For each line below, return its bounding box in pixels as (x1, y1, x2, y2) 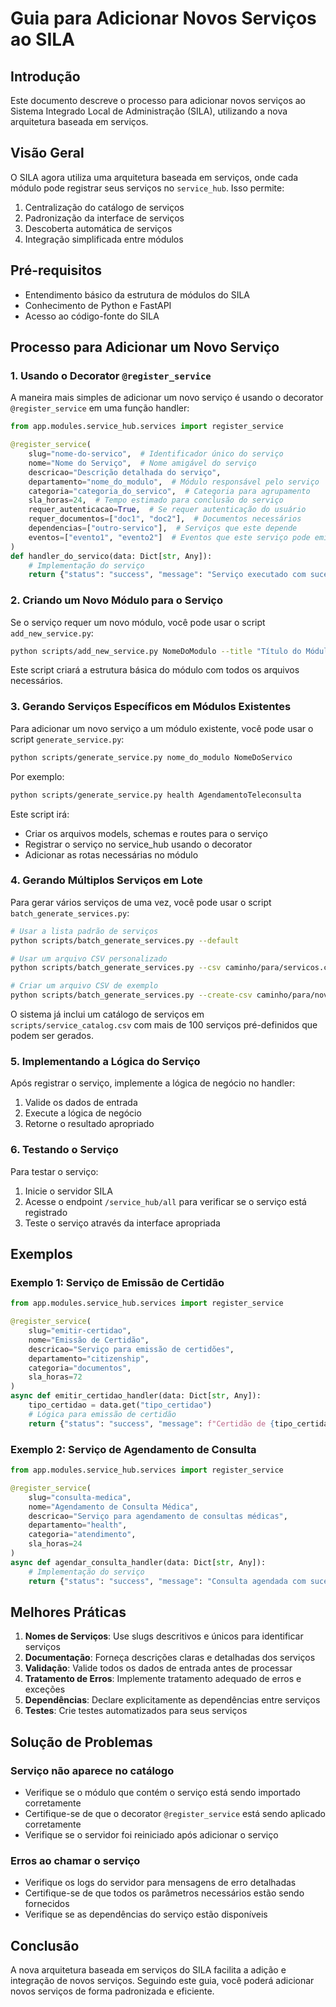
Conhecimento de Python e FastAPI (24, 299, 172, 311)
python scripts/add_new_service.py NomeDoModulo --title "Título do (10, 646, 302, 656)
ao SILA (10, 28, 75, 51)
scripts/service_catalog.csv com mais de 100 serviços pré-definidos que (10, 1019, 318, 1031)
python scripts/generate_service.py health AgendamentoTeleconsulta (10, 790, 302, 800)
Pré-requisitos (10, 262, 103, 279)
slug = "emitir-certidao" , (28, 1326, 132, 1336)
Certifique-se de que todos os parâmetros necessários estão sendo (24, 1887, 305, 1899)
